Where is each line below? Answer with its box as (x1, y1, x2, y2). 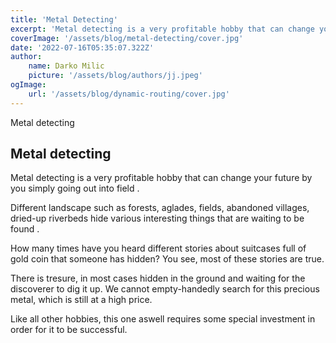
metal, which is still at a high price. (10, 294, 153, 306)
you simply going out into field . (10, 182, 140, 195)
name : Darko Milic (28, 61, 105, 71)
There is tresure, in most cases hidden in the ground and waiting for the (10, 272, 306, 285)
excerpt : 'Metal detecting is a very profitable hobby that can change (10, 24, 315, 34)
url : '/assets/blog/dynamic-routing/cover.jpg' (28, 89, 230, 99)
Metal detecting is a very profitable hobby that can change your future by (10, 172, 313, 184)
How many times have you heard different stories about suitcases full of (10, 242, 307, 255)
